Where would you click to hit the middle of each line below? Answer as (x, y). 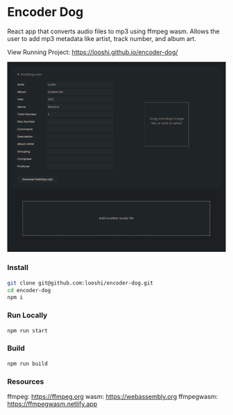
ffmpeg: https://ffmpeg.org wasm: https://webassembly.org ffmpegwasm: (113, 396)
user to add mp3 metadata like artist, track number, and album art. (102, 38)
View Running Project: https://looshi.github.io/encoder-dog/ (93, 52)
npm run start (28, 330)
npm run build (28, 364)
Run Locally (27, 315)
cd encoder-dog (29, 290)
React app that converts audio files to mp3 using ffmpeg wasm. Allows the (113, 31)
